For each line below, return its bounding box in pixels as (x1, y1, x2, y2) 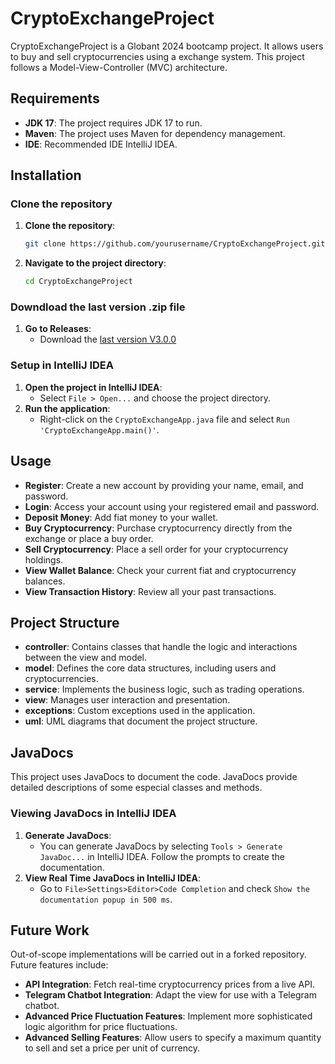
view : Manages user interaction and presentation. (24, 694, 231, 706)
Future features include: (10, 959, 109, 971)
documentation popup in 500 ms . (39, 893, 173, 905)
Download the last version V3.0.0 (39, 333, 177, 346)
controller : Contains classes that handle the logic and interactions (24, 641, 298, 653)
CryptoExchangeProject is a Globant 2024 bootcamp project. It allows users (10, 40, 324, 52)
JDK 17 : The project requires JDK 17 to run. (24, 117, 203, 129)
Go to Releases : (24, 323, 92, 335)
